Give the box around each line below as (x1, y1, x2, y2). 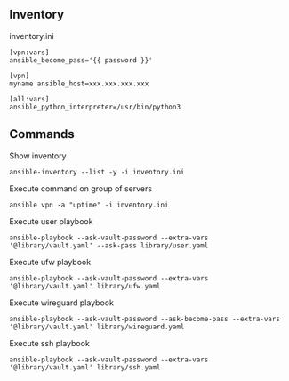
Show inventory (9, 150, 67, 161)
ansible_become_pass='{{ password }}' (9, 55, 153, 65)
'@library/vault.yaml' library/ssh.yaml (9, 362, 162, 372)
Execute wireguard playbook (9, 297, 114, 308)
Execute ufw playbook (9, 256, 92, 267)
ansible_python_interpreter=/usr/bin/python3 (9, 102, 181, 111)
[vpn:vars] (9, 48, 50, 57)
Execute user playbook (9, 215, 93, 226)
